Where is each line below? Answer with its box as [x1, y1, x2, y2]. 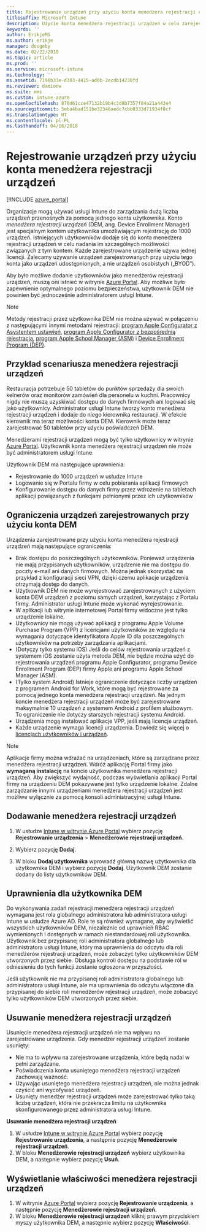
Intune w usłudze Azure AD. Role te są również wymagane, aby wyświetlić [6, 918, 194, 925]
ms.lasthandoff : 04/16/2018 [6, 123, 78, 129]
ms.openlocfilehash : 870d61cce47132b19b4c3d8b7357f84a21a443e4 [6, 100, 172, 106]
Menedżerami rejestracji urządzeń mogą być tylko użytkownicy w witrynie [6, 436, 194, 443]
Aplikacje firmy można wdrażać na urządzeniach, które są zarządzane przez [6, 754, 199, 761]
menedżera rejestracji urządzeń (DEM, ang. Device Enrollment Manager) [6, 221, 190, 228]
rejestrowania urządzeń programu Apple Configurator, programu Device [15, 658, 197, 666]
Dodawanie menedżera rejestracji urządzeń [6, 811, 177, 822]
